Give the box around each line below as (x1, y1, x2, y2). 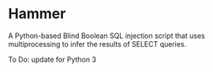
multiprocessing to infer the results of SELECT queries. (8, 39, 187, 48)
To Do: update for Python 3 (8, 55, 97, 64)
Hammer (8, 5, 66, 23)
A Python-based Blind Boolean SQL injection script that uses (8, 31, 205, 40)
